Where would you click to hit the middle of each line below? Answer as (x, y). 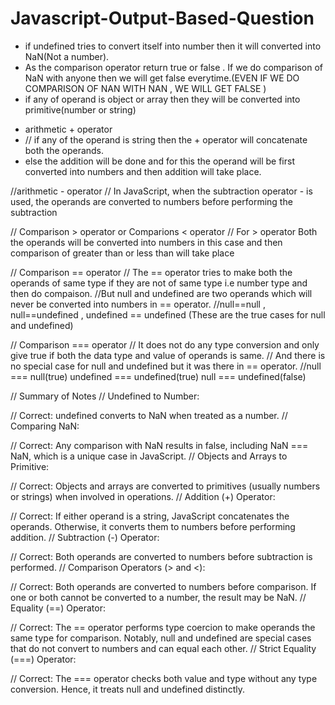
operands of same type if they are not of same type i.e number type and (159, 283)
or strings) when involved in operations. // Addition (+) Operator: (143, 496)
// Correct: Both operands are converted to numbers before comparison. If (163, 586)
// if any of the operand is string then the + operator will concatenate (166, 139)
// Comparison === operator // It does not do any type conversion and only (165, 344)
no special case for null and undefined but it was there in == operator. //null (166, 366)
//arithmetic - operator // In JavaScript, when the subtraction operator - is (161, 191)
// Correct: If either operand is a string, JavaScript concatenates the (150, 516)
